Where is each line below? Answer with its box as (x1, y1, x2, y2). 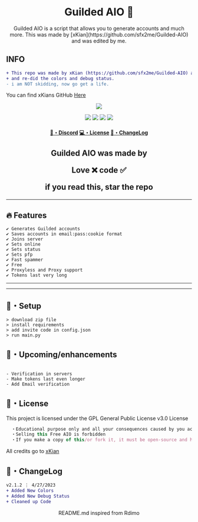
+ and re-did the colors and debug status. (6, 75, 115, 81)
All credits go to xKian (6, 448, 60, 455)
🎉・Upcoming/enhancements (6, 350, 117, 360)
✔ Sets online (6, 242, 41, 247)
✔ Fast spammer (6, 257, 44, 263)
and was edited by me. (71, 37, 127, 44)
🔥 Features (6, 210, 47, 220)
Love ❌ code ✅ (71, 165, 127, 176)
